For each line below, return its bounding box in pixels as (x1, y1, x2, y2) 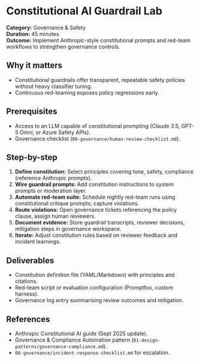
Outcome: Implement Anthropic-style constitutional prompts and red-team (6, 36, 190, 44)
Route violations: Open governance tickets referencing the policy (14, 206, 177, 214)
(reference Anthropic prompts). (14, 175, 92, 182)
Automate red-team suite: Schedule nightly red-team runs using (14, 193, 175, 201)
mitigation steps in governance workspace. (14, 226, 122, 233)
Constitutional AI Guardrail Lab (6, 4, 163, 18)
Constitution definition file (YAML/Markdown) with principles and (14, 271, 175, 279)
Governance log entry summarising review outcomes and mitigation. (14, 297, 184, 304)
